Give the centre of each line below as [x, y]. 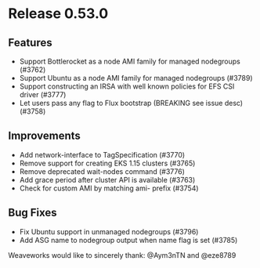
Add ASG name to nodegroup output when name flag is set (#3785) [128, 240]
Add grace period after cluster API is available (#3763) [107, 179]
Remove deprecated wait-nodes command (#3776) [102, 171]
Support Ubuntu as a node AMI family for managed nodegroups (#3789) [136, 78]
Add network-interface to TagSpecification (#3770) [102, 154]
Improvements [44, 136]
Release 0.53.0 [58, 14]
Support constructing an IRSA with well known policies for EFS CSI [127, 86]
